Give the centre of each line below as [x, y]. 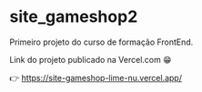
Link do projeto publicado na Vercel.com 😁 [91, 59]
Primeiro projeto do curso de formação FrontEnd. [101, 42]
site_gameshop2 [74, 17]
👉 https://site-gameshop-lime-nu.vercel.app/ [96, 77]
